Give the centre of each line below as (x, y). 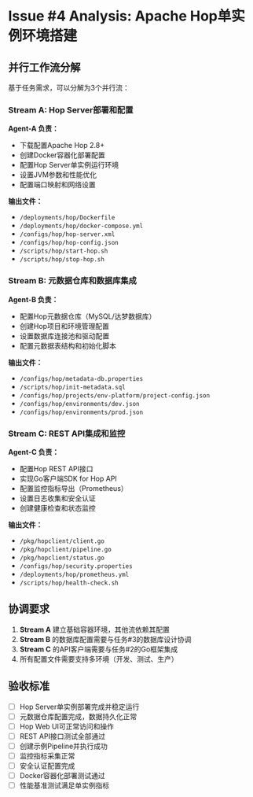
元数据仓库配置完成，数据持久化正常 (78, 716)
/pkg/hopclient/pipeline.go (65, 549)
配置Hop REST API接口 (56, 468)
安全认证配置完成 (47, 766)
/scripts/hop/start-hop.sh (64, 251)
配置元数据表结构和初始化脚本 (68, 345)
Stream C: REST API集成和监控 (67, 434)
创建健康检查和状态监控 (57, 507)
